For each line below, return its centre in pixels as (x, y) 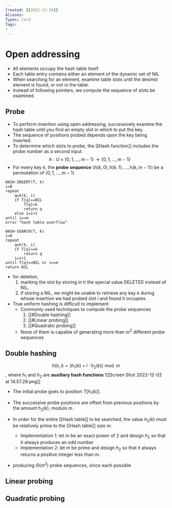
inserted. (22, 140)
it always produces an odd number (57, 443)
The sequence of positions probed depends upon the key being (80, 135)
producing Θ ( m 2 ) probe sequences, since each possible (72, 465)
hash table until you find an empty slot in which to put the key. (78, 129)
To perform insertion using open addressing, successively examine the (88, 124)
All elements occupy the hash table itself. (56, 69)
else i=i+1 (26, 213)
